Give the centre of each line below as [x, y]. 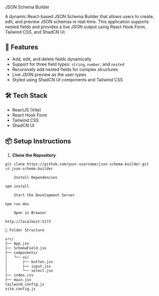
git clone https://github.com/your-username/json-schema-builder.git [77, 164]
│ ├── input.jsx [28, 266]
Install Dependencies [35, 178]
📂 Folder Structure [25, 230]
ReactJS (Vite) [26, 110]
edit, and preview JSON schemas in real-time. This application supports [77, 22]
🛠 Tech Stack [26, 96]
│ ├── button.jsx [29, 262]
